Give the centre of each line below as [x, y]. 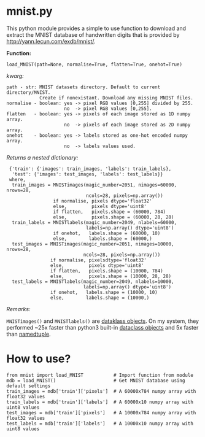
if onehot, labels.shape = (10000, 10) [104, 292]
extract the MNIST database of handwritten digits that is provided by [93, 34]
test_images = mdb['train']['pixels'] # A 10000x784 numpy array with [101, 412]
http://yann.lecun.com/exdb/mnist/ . [51, 41]
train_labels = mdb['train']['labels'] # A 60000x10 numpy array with [100, 402]
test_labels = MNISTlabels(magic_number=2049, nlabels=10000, [93, 281]
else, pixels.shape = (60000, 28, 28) [114, 217]
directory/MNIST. [29, 92]
